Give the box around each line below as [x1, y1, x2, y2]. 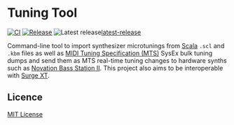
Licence [7, 91, 43, 103]
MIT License [7, 110, 43, 118]
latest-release [101, 28, 142, 36]
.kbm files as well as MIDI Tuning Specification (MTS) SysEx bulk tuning [7, 49, 212, 57]
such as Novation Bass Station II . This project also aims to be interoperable [7, 64, 223, 72]
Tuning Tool [7, 5, 78, 21]
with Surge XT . [7, 71, 50, 80]
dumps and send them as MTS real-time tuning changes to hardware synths [7, 56, 227, 64]
